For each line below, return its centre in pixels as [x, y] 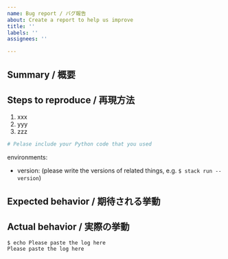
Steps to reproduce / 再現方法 [71, 100]
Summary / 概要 [41, 75]
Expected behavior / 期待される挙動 [84, 201]
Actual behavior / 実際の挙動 [68, 226]
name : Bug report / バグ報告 [47, 13]
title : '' [21, 26]
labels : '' [23, 33]
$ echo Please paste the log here [57, 243]
